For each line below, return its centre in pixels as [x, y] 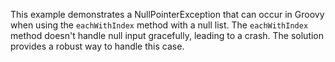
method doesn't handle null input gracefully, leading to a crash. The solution [167, 35]
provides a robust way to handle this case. [97, 46]
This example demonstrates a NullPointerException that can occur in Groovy [167, 14]
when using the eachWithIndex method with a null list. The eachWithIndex [159, 25]
